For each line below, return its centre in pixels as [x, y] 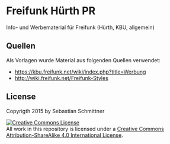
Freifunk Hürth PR [51, 11]
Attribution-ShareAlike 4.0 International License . [65, 135]
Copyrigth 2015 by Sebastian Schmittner [55, 111]
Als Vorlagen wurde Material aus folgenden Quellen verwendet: [84, 60]
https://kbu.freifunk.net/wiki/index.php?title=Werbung [80, 72]
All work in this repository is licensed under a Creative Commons [85, 129]
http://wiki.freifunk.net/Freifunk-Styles [61, 78]
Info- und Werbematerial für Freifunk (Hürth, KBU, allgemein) [81, 27]
